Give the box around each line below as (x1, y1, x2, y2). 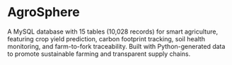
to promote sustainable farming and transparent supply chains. (7, 50, 191, 58)
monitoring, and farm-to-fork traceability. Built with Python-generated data (7, 42, 226, 50)
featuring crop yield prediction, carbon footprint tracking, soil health (7, 34, 205, 43)
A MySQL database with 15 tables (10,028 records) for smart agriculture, (7, 27, 218, 36)
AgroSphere (7, 4, 80, 20)
